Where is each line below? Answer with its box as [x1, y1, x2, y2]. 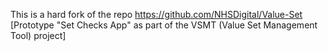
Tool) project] [10, 30, 67, 41]
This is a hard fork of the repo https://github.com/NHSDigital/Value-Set [10, 9, 303, 20]
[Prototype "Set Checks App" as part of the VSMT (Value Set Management [10, 19, 318, 31]
